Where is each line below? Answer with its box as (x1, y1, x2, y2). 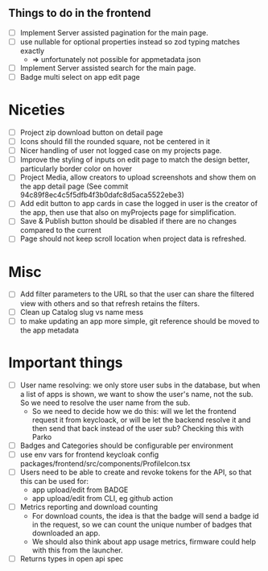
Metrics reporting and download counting (19, 502, 159, 511)
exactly (19, 46, 45, 56)
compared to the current (19, 226, 102, 235)
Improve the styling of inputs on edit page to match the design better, (19, 155, 250, 164)
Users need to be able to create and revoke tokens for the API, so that (19, 467, 252, 477)
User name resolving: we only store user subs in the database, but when (19, 380, 261, 390)
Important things (8, 354, 123, 371)
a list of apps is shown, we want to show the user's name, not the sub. (19, 389, 254, 399)
